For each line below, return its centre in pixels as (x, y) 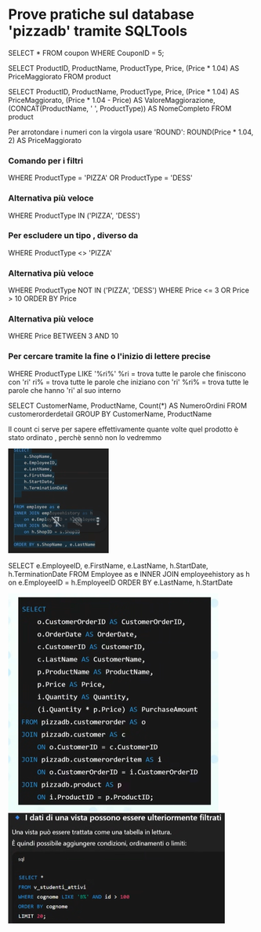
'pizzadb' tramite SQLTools (98, 31)
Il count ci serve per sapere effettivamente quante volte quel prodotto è (123, 429)
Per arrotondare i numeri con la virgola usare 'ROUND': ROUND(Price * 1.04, (131, 132)
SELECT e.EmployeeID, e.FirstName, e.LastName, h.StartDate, (109, 565)
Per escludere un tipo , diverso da (73, 236)
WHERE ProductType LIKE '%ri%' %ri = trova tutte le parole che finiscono (127, 373)
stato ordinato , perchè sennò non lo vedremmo (85, 437)
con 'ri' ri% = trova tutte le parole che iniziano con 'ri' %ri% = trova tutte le (129, 382)
